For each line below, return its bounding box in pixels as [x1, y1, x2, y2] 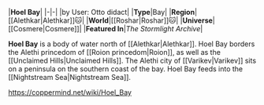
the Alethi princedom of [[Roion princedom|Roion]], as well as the [8, 48, 221, 56]
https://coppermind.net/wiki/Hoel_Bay [8, 88, 132, 97]
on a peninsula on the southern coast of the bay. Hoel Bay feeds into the [8, 64, 243, 74]
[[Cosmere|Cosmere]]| [8, 24, 82, 33]
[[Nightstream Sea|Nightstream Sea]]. [8, 73, 132, 81]
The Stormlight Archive [125, 24, 201, 33]
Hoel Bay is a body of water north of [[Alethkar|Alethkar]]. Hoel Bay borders [8, 39, 255, 49]
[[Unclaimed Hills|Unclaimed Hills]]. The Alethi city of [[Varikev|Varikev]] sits [8, 56, 257, 65]
